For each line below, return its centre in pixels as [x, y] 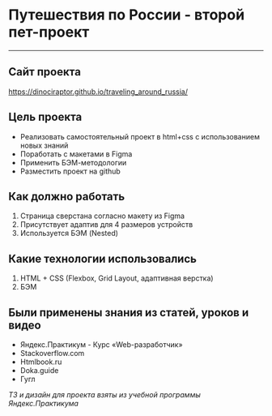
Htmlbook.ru [41, 362]
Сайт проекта [45, 72]
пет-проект [49, 32]
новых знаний [44, 145]
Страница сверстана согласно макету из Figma [102, 216]
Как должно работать [67, 196]
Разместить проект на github [70, 171]
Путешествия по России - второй [127, 15]
